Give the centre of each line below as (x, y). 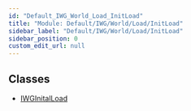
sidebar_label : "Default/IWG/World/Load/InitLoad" (96, 31)
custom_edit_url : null (47, 46)
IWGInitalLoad (43, 98)
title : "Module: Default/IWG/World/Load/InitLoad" (96, 23)
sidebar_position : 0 (43, 38)
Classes (29, 79)
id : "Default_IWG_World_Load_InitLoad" (76, 16)
